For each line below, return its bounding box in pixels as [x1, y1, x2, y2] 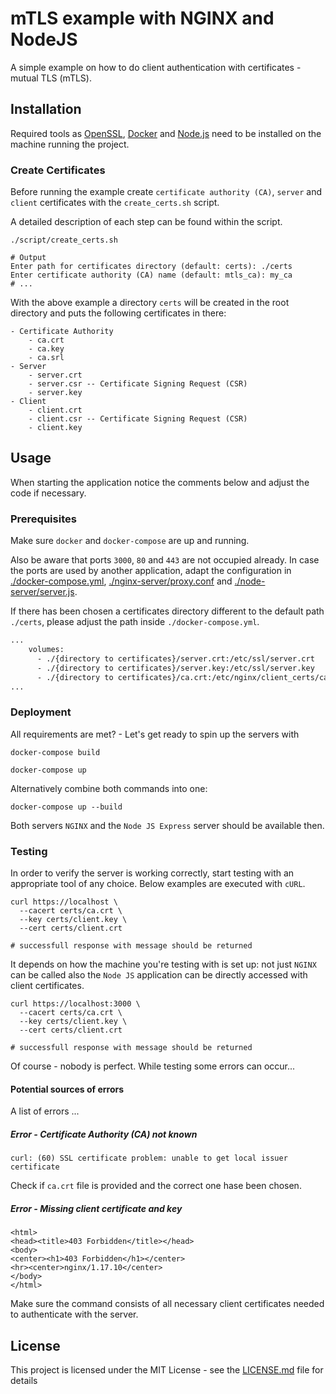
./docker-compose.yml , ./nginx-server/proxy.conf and [10, 575, 233, 587]
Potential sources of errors [10, 1083, 125, 1095]
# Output [10, 253, 47, 263]
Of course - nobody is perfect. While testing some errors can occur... [10, 1060, 296, 1072]
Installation [10, 101, 82, 118]
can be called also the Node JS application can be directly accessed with [10, 969, 308, 981]
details [10, 1374, 38, 1386]
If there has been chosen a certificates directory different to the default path [10, 605, 325, 617]
